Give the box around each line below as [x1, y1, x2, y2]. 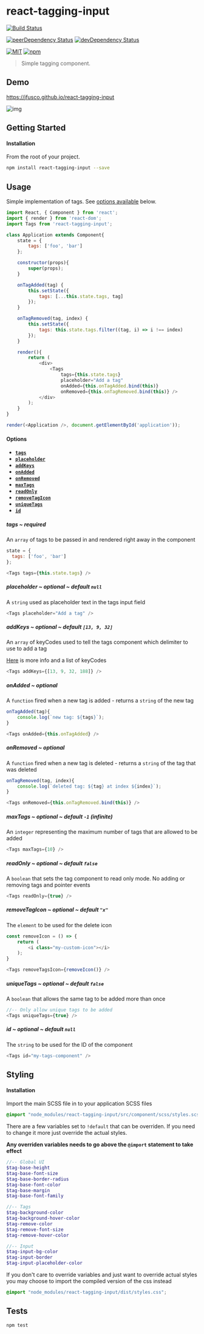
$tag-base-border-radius [6, 1176, 69, 1182]
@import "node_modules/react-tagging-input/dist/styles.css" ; [6, 1289, 167, 1296]
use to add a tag [6, 645, 47, 652]
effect [6, 1148, 22, 1155]
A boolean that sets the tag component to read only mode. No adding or [6, 875, 185, 882]
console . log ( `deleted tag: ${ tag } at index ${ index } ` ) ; [17, 783, 162, 789]
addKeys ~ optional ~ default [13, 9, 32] [6, 624, 114, 631]
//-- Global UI [6, 1159, 45, 1165]
